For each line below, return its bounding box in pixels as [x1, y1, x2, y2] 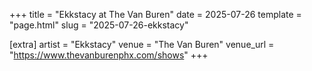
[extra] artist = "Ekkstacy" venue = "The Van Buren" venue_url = [9, 39, 275, 50]
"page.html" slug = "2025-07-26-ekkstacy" [9, 19, 189, 31]
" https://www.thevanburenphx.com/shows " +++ [9, 49, 209, 61]
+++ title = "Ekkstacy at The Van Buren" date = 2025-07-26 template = [9, 9, 302, 20]
